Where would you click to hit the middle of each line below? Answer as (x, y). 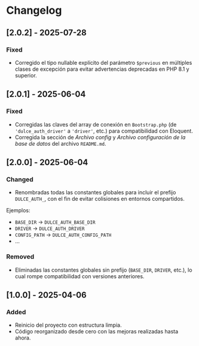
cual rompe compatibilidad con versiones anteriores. (79, 276)
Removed (20, 257)
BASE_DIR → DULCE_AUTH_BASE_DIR (55, 222)
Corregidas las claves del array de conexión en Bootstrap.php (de (96, 124)
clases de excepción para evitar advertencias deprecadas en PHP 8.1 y (102, 69)
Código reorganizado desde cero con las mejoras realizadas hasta (97, 332)
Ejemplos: (19, 210)
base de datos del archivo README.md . (60, 143)
